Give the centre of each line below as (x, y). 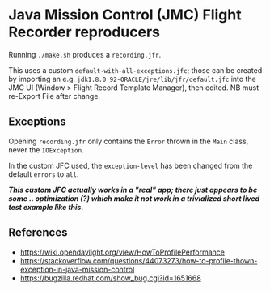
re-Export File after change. (55, 96)
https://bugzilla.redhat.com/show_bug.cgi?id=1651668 (111, 278)
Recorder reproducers (84, 32)
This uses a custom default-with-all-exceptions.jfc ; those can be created (135, 70)
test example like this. (46, 207)
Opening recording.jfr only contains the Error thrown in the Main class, (129, 141)
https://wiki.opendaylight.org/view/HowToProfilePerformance (122, 252)
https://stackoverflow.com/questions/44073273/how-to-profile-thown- (139, 260)
